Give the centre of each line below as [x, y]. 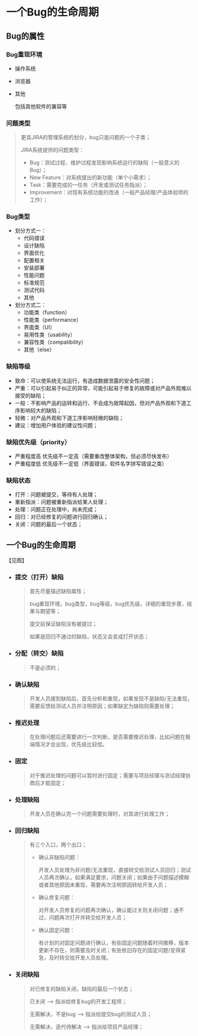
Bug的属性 [25, 36]
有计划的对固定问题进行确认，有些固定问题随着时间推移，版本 [114, 943]
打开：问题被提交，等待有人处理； [56, 495]
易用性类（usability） [49, 335]
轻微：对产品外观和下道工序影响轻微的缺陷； [69, 417]
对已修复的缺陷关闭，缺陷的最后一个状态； [82, 988]
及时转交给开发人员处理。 [80, 957]
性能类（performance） [52, 320]
